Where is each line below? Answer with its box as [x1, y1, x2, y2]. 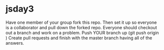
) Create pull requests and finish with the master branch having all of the [5, 35, 152, 41]
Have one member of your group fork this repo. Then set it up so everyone [5, 19, 157, 25]
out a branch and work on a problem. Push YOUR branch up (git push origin [5, 30, 159, 35]
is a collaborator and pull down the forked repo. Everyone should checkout [5, 24, 157, 30]
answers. [5, 40, 24, 46]
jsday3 [5, 3, 34, 15]
